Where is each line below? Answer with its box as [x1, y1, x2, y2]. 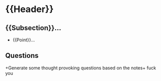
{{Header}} [5, 4, 54, 15]
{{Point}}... [12, 37, 35, 43]
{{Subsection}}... [5, 24, 62, 32]
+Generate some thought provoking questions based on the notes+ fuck [5, 64, 156, 71]
